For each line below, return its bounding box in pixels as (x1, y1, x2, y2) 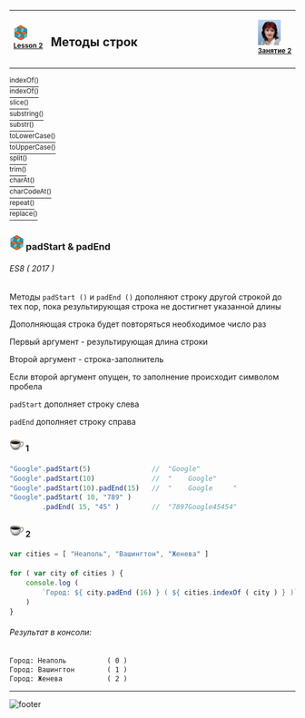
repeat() (9, 199, 34, 208)
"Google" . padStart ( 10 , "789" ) (9, 493, 132, 502)
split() (9, 153, 28, 163)
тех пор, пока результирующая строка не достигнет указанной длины (9, 300, 281, 311)
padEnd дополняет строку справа (9, 416, 136, 427)
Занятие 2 (257, 46, 292, 55)
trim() (9, 165, 27, 174)
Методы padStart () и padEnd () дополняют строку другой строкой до (9, 291, 283, 302)
